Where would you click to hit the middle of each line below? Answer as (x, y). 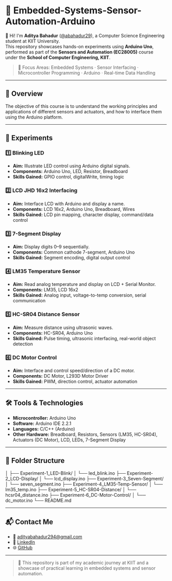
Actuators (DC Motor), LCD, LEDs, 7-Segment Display (69, 440)
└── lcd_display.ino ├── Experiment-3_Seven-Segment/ (103, 478)
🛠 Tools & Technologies (44, 403)
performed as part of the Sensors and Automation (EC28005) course (79, 52)
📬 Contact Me (29, 522)
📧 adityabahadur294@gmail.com (48, 537)
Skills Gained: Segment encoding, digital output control (71, 258)
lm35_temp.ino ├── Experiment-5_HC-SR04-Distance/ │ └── (71, 489)
